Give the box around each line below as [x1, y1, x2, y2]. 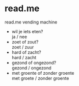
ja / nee [11, 34, 27, 40]
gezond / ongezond [11, 64, 52, 71]
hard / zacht [11, 54, 36, 60]
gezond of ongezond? [11, 60, 56, 65]
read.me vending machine [4, 19, 57, 25]
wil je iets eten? [11, 28, 43, 34]
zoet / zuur [11, 44, 34, 50]
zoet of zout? [11, 39, 39, 44]
